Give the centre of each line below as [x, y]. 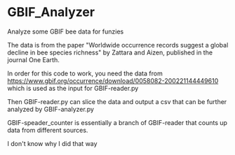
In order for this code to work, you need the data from [85, 73]
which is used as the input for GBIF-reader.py [73, 88]
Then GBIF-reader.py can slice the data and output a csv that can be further [117, 101]
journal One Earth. [33, 59]
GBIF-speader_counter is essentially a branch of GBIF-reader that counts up [117, 122]
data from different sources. [48, 130]
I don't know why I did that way [52, 143]
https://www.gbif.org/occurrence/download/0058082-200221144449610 [113, 80]
